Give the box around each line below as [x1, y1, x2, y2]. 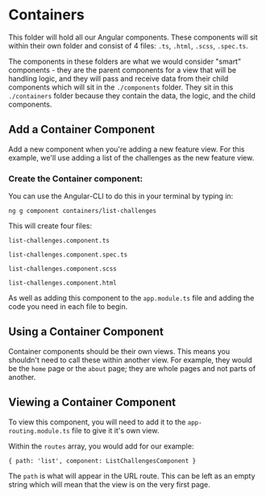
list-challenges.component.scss [8, 265, 117, 274]
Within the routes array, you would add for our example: [8, 441, 194, 451]
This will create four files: [8, 221, 93, 231]
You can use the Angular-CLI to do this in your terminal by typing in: [8, 191, 234, 201]
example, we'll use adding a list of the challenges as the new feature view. [8, 152, 255, 162]
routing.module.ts [8, 427, 70, 435]
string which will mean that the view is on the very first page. [8, 479, 211, 489]
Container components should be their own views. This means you [8, 346, 231, 356]
